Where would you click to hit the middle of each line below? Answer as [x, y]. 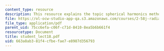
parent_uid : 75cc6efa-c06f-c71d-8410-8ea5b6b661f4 [58, 28]
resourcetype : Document [29, 32]
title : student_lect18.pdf [32, 37]
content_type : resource [29, 9]
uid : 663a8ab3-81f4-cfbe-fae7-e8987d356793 [50, 41]
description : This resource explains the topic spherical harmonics [76, 14]
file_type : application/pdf [34, 23]
